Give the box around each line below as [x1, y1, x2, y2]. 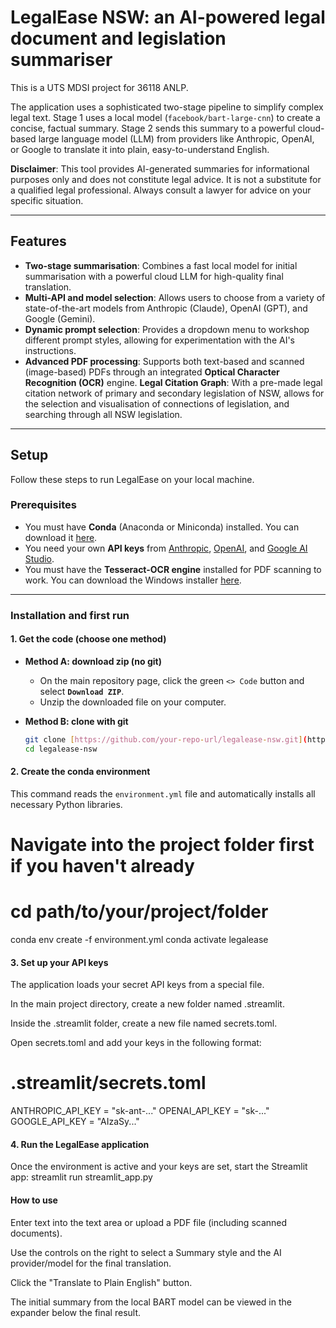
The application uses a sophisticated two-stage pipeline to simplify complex [10, 101, 324, 113]
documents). [10, 1227, 63, 1239]
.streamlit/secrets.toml [10, 1072, 207, 1095]
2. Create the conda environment [10, 766, 151, 778]
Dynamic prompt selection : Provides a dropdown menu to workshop [24, 323, 310, 335]
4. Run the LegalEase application [10, 1138, 150, 1150]
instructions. [24, 344, 77, 356]
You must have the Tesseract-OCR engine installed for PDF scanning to [24, 563, 322, 575]
